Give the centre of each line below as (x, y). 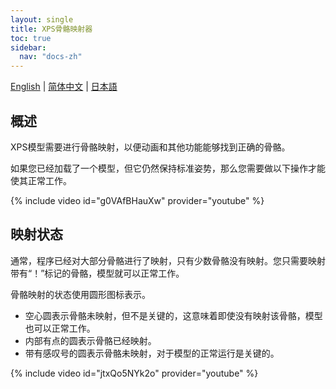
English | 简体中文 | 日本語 (64, 87)
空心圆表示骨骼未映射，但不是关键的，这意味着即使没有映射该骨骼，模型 (173, 315)
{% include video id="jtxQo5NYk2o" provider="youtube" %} (134, 373)
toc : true (31, 38)
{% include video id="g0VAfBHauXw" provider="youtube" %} (137, 200)
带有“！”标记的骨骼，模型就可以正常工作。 (97, 273)
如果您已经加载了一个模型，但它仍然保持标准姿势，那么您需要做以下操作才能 (168, 168)
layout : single (42, 19)
